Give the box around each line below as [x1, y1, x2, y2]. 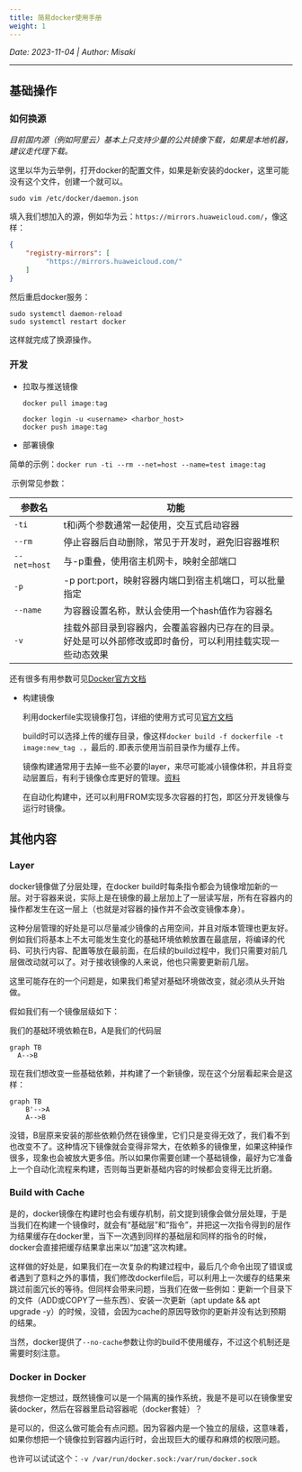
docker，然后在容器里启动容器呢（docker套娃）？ [16, 1404, 203, 1414]
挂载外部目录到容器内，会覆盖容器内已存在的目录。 [63, 621, 280, 633]
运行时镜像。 [22, 803, 70, 813]
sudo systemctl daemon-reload [9, 309, 123, 318]
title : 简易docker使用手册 [9, 13, 102, 23]
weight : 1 [9, 22, 47, 31]
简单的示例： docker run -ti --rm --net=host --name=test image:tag [9, 459, 267, 469]
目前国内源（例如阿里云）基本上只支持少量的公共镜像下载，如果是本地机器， [9, 134, 293, 145]
